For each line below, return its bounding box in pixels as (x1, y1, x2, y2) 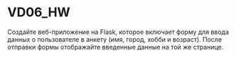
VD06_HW (7, 4, 71, 21)
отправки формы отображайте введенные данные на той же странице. (7, 42, 224, 51)
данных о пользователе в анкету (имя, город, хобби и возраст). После (7, 35, 222, 43)
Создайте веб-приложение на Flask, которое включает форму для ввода (7, 28, 230, 36)
